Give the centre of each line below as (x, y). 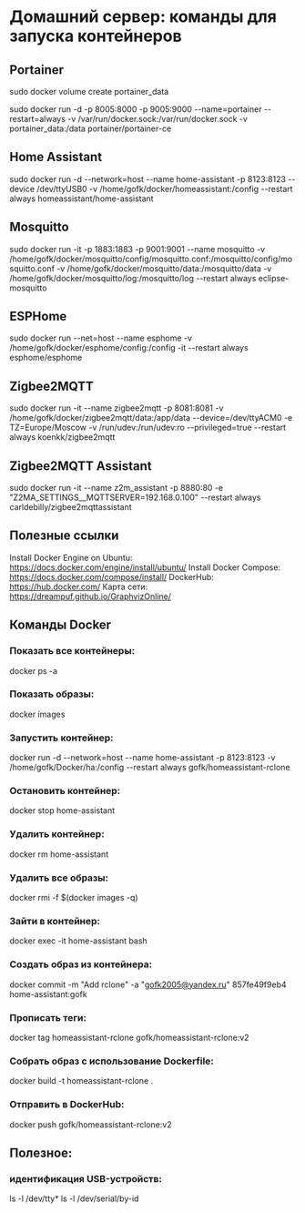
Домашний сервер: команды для (143, 17)
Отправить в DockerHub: (67, 1105)
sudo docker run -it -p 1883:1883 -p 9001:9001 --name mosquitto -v (137, 249)
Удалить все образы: (59, 878)
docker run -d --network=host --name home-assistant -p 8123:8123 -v (142, 758)
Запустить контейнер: (61, 738)
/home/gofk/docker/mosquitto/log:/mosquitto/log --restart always (133, 278)
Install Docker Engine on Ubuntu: (71, 557)
